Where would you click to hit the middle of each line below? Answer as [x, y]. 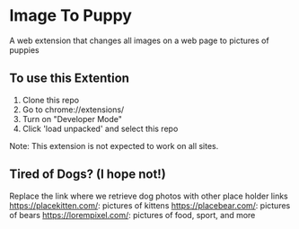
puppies [24, 49]
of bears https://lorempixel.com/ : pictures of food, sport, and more [132, 215]
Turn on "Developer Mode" [72, 119]
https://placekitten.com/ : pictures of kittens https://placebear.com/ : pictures [150, 205]
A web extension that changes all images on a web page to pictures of [139, 40]
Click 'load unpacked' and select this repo [100, 128]
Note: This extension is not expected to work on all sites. [114, 145]
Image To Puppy [71, 16]
